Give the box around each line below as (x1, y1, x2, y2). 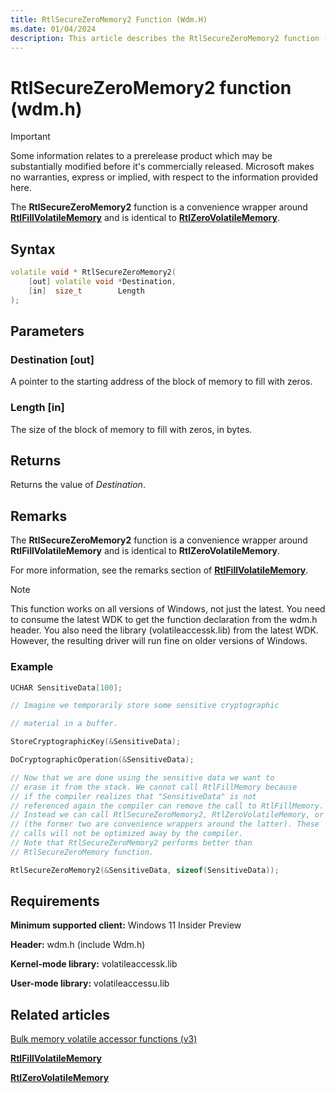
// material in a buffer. (10, 719, 118, 729)
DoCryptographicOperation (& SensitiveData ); (10, 755, 195, 765)
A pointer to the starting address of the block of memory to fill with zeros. (10, 376, 313, 388)
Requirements (10, 893, 100, 910)
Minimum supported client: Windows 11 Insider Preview (10, 919, 242, 931)
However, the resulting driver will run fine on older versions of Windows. (10, 635, 308, 647)
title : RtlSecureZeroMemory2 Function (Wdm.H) (10, 14, 208, 25)
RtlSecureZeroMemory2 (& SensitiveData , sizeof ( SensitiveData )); (10, 865, 280, 875)
